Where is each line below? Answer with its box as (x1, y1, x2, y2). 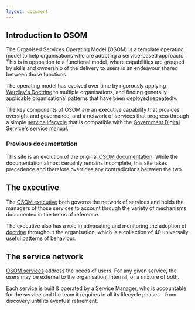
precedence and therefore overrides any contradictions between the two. (6, 165, 183, 172)
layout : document (6, 8, 49, 15)
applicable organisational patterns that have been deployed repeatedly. (6, 95, 178, 102)
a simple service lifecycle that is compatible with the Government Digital (6, 119, 180, 126)
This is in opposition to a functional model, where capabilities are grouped (6, 58, 184, 65)
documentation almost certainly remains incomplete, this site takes (6, 159, 167, 166)
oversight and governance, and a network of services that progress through (6, 112, 189, 119)
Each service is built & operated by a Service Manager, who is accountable (6, 285, 187, 292)
